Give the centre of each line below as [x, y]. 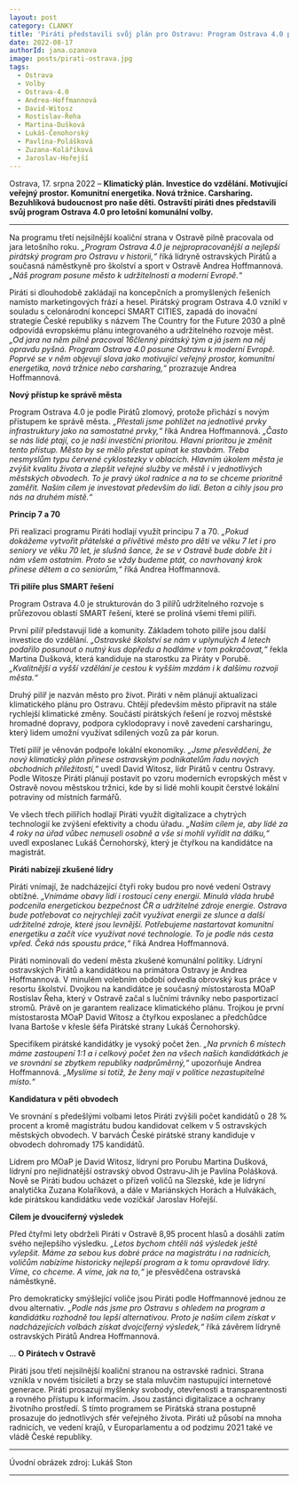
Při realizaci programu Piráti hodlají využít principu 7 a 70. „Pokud [129, 531]
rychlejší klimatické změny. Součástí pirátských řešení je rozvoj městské [141, 713]
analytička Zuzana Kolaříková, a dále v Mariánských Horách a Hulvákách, [143, 1190]
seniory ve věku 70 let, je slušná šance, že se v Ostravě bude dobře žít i [141, 550]
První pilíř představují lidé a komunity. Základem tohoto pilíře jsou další [137, 630]
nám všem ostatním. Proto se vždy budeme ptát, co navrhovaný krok [136, 559]
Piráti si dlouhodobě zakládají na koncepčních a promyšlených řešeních [140, 292]
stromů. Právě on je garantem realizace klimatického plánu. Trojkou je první [147, 1007]
